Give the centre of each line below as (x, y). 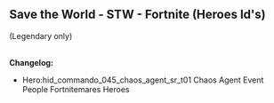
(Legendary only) (41, 36)
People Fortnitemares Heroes (76, 89)
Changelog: (32, 62)
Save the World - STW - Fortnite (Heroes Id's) (137, 15)
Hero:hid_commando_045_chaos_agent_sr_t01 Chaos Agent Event (143, 80)
